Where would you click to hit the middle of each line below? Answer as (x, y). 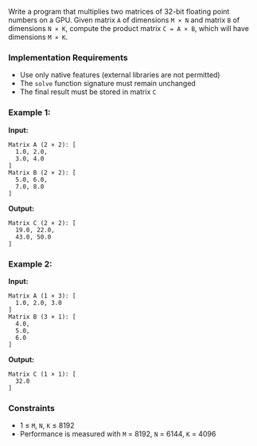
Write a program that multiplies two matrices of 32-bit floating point (119, 12)
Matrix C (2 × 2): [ (43, 223)
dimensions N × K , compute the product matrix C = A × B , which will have (128, 28)
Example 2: (30, 264)
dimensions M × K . (38, 37)
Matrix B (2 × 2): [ (43, 172)
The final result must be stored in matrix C (88, 92)
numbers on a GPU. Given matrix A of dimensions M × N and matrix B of (124, 20)
